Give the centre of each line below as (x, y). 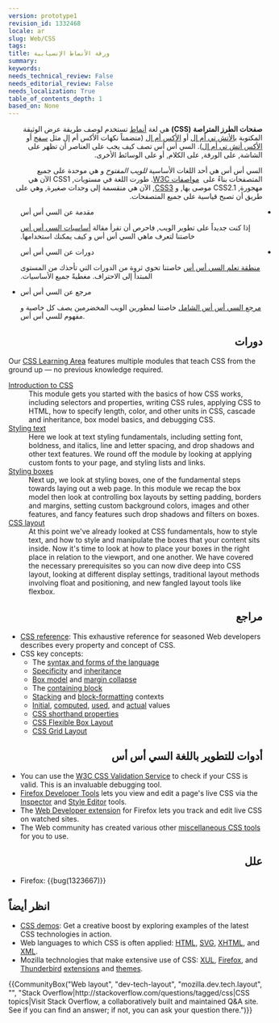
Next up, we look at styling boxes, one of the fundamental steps (135, 480)
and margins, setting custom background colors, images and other (139, 505)
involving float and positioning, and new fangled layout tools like (135, 582)
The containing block (67, 687)
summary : (23, 61)
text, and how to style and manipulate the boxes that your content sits (144, 539)
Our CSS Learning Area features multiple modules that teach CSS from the (132, 361)
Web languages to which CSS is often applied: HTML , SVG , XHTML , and (140, 943)
